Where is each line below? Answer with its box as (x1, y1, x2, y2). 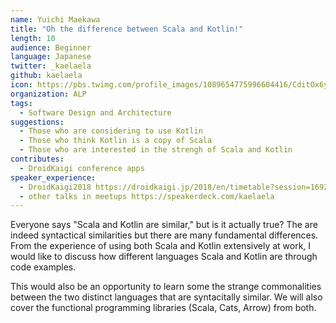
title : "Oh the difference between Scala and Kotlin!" (10, 24, 244, 34)
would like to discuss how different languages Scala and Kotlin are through (10, 251, 318, 263)
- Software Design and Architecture (19, 107, 172, 118)
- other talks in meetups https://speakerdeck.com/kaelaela (19, 191, 275, 201)
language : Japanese (10, 52, 92, 62)
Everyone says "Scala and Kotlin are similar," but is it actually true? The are (10, 219, 318, 231)
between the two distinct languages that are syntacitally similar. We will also (10, 291, 323, 303)
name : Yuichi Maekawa (10, 14, 101, 25)
